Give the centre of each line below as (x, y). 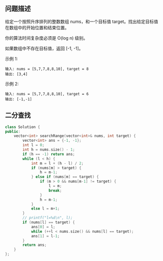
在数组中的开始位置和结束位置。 (37, 27)
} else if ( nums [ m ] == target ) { (65, 177)
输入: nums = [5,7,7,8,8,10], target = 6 (47, 94)
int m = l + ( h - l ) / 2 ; (57, 163)
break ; (55, 190)
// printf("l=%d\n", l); (48, 218)
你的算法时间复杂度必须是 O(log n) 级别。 (46, 38)
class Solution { (23, 127)
